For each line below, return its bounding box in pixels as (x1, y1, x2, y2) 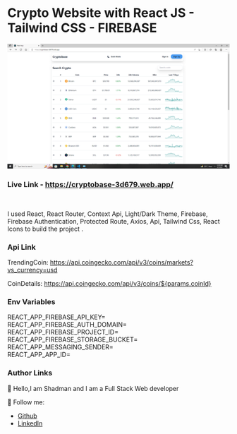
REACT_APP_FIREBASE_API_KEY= (7, 313, 106, 322)
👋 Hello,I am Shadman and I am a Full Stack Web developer (7, 384, 179, 392)
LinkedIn (17, 418, 43, 428)
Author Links (7, 368, 53, 378)
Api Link (7, 242, 37, 252)
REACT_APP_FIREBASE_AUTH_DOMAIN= (7, 320, 127, 329)
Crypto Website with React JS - (7, 5, 195, 21)
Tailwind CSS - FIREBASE (7, 20, 157, 36)
